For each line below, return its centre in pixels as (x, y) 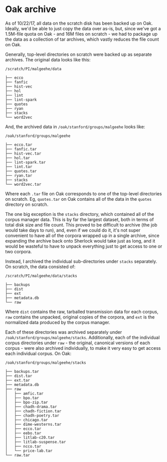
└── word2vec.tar (23, 184)
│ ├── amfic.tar (24, 394)
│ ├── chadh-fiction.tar (33, 411)
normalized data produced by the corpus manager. (58, 322)
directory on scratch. (27, 204)
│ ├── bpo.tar (22, 398)
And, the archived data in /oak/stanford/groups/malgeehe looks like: (75, 126)
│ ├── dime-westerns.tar (33, 424)
